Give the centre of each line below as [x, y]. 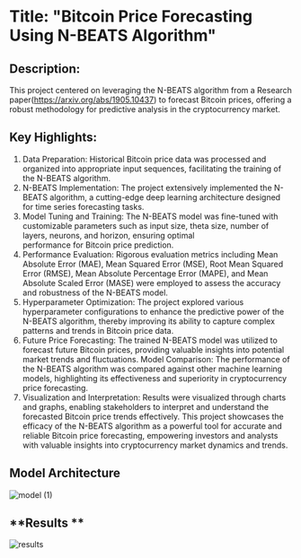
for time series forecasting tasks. [83, 206]
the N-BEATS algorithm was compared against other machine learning [152, 369]
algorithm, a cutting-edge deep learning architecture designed [165, 197]
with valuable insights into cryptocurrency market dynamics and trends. [155, 445]
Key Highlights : [53, 138]
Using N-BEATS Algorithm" [113, 35]
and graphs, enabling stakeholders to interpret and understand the [146, 406]
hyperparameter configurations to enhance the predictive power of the [153, 311]
